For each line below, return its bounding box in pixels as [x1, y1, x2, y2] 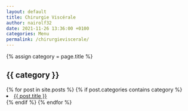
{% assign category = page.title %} [6, 53, 93, 60]
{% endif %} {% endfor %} [6, 98, 72, 106]
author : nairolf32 [6, 20, 52, 26]
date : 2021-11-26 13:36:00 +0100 [6, 25, 90, 32]
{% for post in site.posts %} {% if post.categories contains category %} [6, 86, 183, 93]
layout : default [6, 8, 47, 15]
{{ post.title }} [14, 92, 47, 99]
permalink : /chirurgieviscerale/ [6, 36, 90, 42]
